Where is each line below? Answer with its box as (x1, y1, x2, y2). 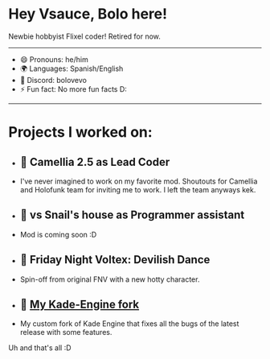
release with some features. (19, 328, 112, 337)
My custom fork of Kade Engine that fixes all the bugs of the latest (19, 319, 239, 328)
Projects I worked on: (8, 123, 153, 142)
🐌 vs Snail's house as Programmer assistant (19, 208, 245, 222)
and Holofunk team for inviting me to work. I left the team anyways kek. (19, 184, 256, 194)
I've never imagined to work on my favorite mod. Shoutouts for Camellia (19, 176, 258, 186)
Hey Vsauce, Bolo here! (8, 5, 167, 23)
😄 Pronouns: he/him (19, 54, 88, 64)
